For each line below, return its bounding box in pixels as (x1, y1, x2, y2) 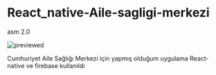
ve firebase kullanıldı (26, 61, 85, 69)
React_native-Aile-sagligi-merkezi (7, 5, 210, 21)
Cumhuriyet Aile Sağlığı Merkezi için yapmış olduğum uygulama (7, 54, 188, 63)
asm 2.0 (7, 28, 30, 36)
